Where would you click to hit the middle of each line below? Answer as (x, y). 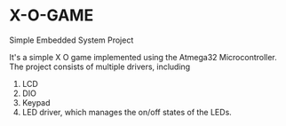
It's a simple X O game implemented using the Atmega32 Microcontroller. (143, 57)
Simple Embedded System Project (71, 40)
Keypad (36, 102)
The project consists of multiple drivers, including (100, 67)
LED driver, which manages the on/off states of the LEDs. (127, 112)
